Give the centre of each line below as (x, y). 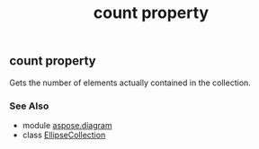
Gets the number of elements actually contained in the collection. (130, 83)
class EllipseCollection (64, 135)
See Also (29, 106)
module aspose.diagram (67, 125)
